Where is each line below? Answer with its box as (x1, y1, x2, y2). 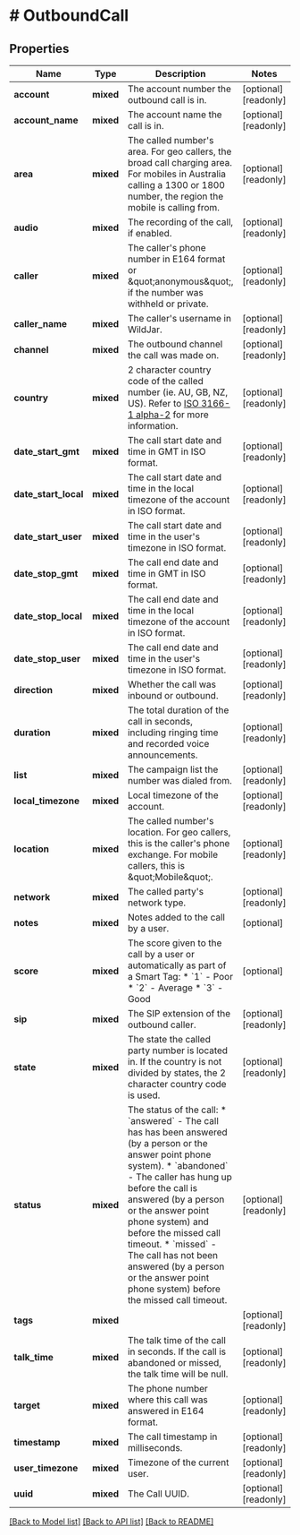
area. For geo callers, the (128, 145, 232, 158)
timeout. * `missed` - (128, 1238, 217, 1250)
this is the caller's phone (128, 837, 230, 849)
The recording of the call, (128, 216, 234, 228)
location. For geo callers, (128, 826, 231, 838)
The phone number (128, 1383, 208, 1394)
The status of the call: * (128, 1103, 227, 1116)
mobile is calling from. (128, 202, 221, 213)
